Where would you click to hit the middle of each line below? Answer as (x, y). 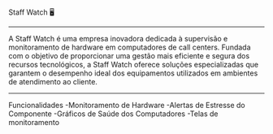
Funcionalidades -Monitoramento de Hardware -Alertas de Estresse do (127, 105)
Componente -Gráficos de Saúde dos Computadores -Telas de (113, 114)
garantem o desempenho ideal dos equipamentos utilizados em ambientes (133, 73)
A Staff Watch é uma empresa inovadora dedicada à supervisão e (118, 39)
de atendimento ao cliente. (53, 82)
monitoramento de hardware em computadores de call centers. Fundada (130, 47)
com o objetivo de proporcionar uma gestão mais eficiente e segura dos (129, 56)
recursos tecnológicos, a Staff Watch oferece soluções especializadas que (133, 65)
